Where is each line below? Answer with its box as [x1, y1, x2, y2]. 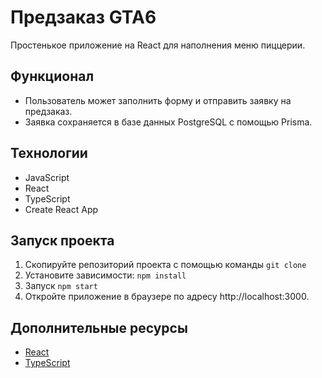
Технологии [10, 145, 88, 162]
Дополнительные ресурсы [10, 319, 188, 336]
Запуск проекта [10, 232, 115, 249]
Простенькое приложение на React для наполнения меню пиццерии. [10, 39, 306, 51]
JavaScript [24, 171, 70, 183]
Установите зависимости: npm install [24, 269, 187, 281]
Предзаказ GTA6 [10, 6, 157, 29]
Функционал [10, 68, 95, 85]
